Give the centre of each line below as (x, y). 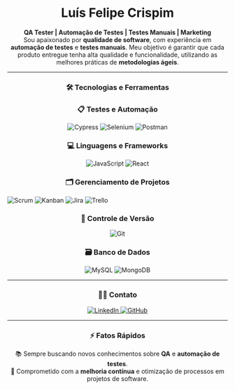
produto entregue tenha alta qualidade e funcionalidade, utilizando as (117, 55)
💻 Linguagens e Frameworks (117, 146)
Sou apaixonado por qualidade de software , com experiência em (117, 39)
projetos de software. (117, 378)
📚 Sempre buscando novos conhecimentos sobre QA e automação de (117, 354)
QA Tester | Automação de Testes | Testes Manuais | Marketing (117, 32)
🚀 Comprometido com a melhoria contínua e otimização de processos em (117, 371)
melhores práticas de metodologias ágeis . (117, 62)
